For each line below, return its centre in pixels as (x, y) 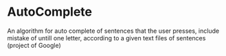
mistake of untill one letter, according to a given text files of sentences (106, 38)
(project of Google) (34, 45)
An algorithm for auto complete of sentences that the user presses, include (113, 31)
